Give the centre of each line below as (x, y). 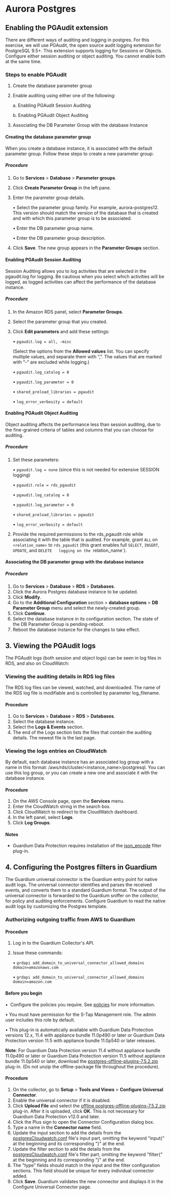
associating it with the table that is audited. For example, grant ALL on (85, 539)
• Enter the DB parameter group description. (59, 238)
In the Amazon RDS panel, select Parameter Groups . (68, 311)
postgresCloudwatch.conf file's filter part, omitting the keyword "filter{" (88, 1154)
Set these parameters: (36, 460)
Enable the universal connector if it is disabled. (62, 1100)
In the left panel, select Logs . (43, 817)
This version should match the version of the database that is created (85, 213)
